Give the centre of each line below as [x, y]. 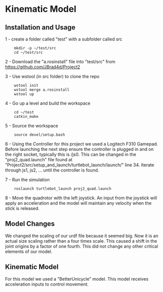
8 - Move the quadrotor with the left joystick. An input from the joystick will [81, 198]
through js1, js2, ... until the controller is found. [52, 170]
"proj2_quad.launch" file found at [39, 160]
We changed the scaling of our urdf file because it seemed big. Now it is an [82, 236]
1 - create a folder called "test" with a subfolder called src [64, 39]
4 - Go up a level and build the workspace [48, 103]
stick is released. [22, 208]
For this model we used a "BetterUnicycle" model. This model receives [77, 279]
